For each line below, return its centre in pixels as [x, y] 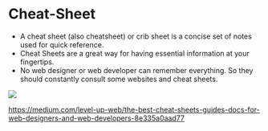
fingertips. [37, 62]
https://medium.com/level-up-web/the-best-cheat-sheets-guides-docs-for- [134, 109]
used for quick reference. [62, 44]
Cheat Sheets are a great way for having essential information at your [135, 53]
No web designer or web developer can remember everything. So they [136, 70]
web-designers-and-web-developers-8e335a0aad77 [96, 118]
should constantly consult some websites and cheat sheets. [119, 79]
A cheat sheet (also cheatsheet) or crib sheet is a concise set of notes [136, 36]
